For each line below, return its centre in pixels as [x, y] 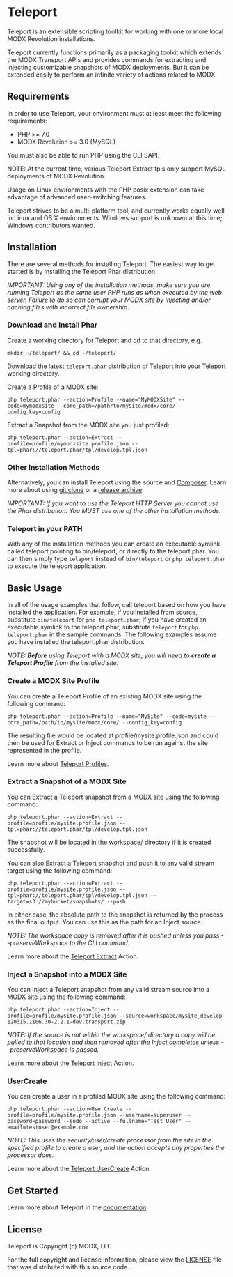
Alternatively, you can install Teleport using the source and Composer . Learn [117, 482]
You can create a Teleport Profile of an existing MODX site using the [105, 696]
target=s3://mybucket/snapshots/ [56, 901]
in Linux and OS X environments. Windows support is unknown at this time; [115, 217]
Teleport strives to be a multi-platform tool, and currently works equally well [116, 211]
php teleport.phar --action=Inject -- [63, 1010]
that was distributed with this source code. [69, 1267]
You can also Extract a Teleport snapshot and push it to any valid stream [111, 863]
